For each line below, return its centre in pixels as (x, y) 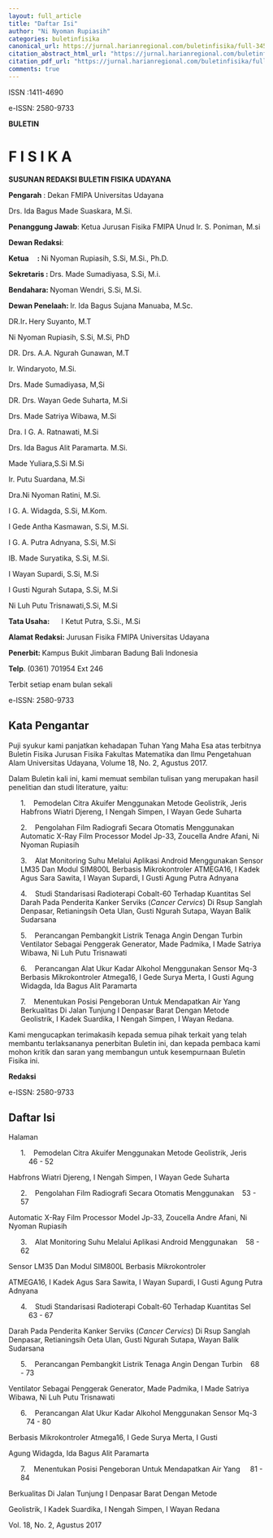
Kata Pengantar (49, 726)
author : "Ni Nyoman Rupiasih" (60, 31)
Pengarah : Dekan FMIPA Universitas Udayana (86, 195)
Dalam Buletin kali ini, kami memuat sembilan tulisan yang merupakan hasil (133, 778)
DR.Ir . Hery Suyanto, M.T (50, 321)
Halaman (23, 1137)
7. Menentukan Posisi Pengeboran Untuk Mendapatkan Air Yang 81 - (141, 1469)
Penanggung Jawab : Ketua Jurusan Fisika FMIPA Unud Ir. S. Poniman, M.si (134, 226)
